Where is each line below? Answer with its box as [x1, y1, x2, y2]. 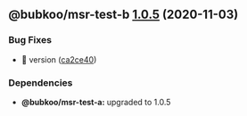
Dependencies [8, 76, 73, 88]
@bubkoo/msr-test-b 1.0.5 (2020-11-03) [8, 7, 239, 22]
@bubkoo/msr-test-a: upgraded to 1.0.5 [21, 96, 171, 107]
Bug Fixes [8, 34, 53, 46]
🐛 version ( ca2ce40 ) [21, 54, 97, 65]
